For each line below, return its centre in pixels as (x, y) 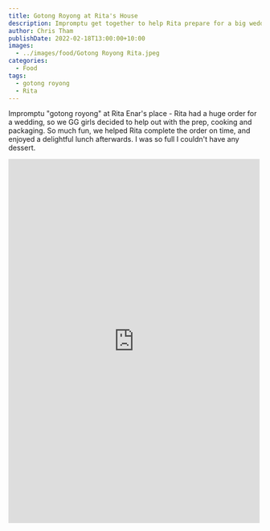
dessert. (22, 148)
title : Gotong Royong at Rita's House (73, 16)
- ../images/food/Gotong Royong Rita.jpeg (88, 53)
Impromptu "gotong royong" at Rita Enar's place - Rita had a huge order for (133, 114)
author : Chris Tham (41, 31)
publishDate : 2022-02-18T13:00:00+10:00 (77, 38)
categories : (28, 61)
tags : (17, 76)
